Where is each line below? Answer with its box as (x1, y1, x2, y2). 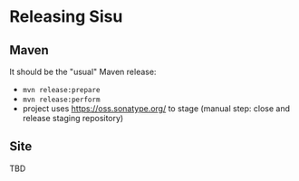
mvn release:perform (22, 95, 101, 104)
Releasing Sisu (9, 6, 123, 27)
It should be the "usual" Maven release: (9, 66, 157, 77)
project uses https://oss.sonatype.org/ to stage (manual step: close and (22, 103, 291, 114)
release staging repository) (22, 113, 124, 123)
